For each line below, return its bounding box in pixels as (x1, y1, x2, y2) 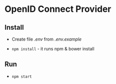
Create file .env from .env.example (11, 36, 82, 42)
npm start (11, 74, 32, 79)
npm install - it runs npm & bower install (11, 46, 94, 51)
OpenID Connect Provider (4, 3, 112, 15)
